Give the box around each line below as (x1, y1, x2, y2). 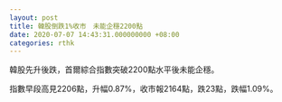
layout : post (9, 13, 59, 23)
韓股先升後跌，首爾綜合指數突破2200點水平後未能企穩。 (9, 64, 220, 75)
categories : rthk (9, 38, 75, 48)
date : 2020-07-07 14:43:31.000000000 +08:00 (9, 30, 180, 39)
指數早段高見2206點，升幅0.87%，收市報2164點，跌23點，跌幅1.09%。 (9, 83, 278, 95)
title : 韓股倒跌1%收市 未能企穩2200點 (9, 22, 143, 31)
